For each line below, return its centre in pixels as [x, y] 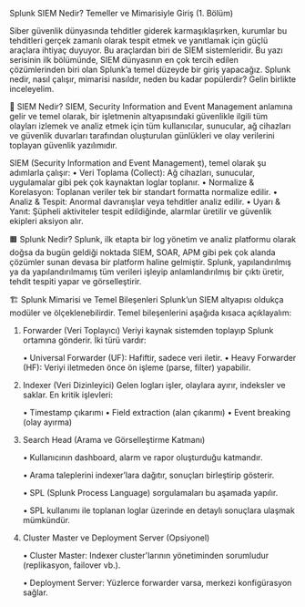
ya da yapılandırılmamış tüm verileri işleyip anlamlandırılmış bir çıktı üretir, [147, 272]
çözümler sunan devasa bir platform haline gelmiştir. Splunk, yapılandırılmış [150, 262]
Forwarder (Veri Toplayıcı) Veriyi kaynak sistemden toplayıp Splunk [148, 330]
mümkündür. [46, 520]
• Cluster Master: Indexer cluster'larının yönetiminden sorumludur [146, 556]
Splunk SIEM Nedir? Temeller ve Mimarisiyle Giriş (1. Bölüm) [122, 13]
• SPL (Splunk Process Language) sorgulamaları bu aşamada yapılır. [150, 493]
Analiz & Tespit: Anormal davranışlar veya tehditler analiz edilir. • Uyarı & [145, 201]
